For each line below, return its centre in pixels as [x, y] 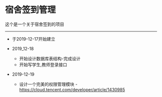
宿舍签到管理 [31, 10]
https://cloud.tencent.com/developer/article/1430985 [72, 89]
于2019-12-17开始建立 [34, 39]
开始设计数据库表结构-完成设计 [50, 58]
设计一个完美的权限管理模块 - [48, 84]
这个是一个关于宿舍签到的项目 [34, 24]
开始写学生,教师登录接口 [43, 64]
